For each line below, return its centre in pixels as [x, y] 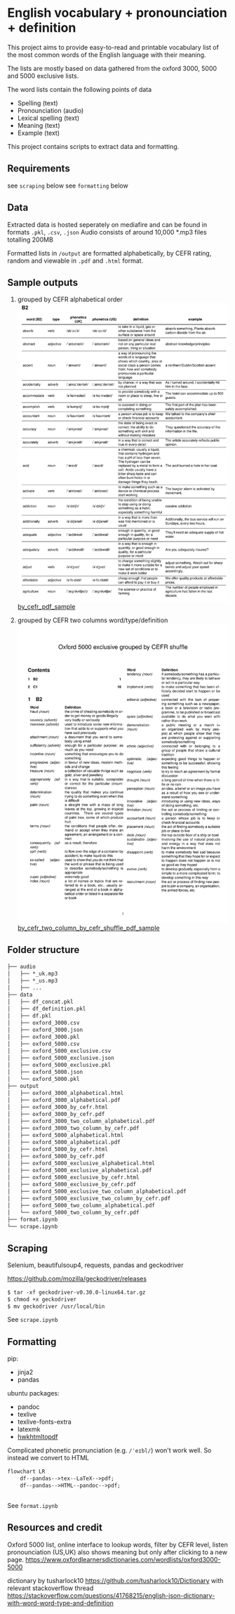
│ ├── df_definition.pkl [47, 1009]
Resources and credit [55, 1528]
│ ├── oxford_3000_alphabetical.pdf [64, 1101]
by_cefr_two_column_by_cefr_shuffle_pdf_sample [88, 928]
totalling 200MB [31, 240]
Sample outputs [43, 282]
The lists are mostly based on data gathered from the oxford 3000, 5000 [112, 68]
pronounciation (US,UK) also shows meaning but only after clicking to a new [117, 1552]
